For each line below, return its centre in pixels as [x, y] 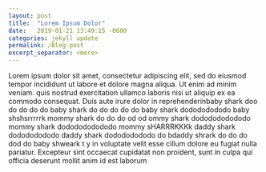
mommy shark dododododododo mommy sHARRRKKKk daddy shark [122, 126]
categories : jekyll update [53, 38]
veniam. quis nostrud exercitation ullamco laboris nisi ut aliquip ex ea [122, 92]
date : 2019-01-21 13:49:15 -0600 [68, 30]
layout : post [30, 16]
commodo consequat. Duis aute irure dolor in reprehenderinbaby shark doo [133, 101]
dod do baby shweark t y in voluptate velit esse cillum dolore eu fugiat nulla [133, 144]
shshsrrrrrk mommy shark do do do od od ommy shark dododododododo [129, 118]
